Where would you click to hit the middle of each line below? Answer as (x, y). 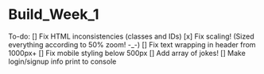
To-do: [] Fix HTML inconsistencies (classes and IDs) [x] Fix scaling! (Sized (131, 36)
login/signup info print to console (62, 61)
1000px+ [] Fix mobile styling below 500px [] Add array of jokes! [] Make (127, 53)
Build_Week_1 (54, 15)
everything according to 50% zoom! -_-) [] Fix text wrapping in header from (132, 44)
